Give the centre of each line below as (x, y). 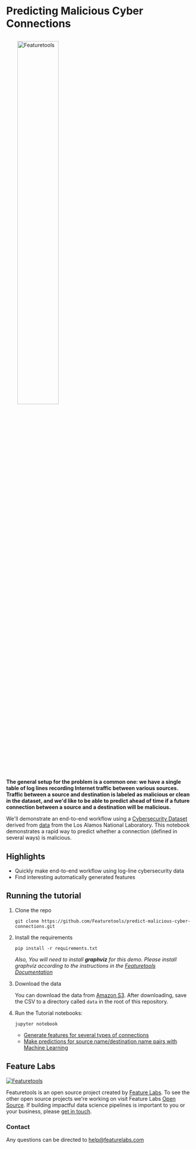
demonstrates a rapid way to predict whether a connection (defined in (92, 831)
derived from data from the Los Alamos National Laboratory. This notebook (98, 825)
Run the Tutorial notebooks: (49, 1013)
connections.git (35, 926)
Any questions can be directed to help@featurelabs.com (75, 1139)
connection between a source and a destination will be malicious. (88, 807)
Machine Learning (46, 1048)
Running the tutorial (44, 896)
